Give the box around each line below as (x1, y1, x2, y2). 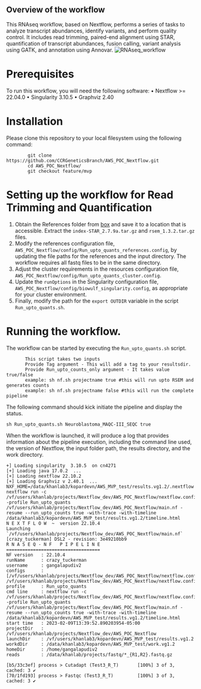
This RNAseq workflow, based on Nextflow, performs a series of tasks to (6, 20, 185, 28)
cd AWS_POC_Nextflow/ (28, 163, 82, 169)
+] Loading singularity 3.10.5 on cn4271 (6, 462, 117, 469)
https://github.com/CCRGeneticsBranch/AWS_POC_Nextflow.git (6, 157, 160, 164)
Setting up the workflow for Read (6, 188, 173, 202)
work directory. (6, 451, 44, 458)
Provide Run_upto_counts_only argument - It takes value (25, 366, 170, 373)
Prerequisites (6, 67, 75, 80)
